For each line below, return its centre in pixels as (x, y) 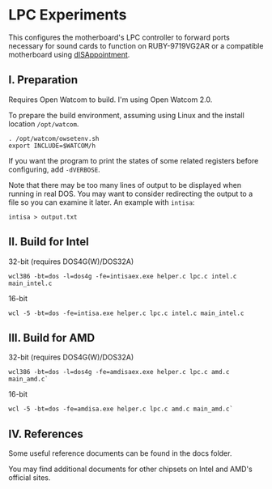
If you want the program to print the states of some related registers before (134, 160)
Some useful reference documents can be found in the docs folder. (120, 453)
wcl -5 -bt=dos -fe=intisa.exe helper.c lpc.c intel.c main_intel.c (126, 313)
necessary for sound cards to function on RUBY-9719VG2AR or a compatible (136, 45)
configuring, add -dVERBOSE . (55, 169)
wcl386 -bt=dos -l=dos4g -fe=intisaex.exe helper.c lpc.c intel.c (123, 276)
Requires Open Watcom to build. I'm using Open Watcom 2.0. (110, 100)
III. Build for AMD (52, 338)
